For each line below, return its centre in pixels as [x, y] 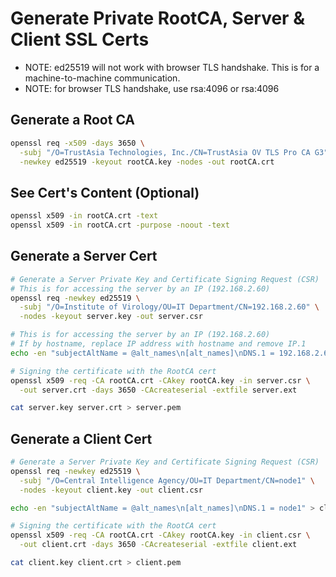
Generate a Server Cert [84, 256]
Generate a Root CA [73, 120]
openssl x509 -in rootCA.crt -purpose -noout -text [120, 225]
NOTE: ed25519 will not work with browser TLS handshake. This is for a [172, 67]
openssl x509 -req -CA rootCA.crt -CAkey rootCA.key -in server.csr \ [160, 380]
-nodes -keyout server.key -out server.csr [111, 317]
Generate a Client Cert [81, 438]
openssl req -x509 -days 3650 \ [77, 143]
